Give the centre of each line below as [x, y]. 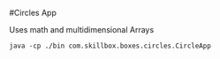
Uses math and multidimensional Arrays [82, 29]
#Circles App [33, 13]
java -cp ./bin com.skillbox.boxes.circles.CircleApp [110, 46]
